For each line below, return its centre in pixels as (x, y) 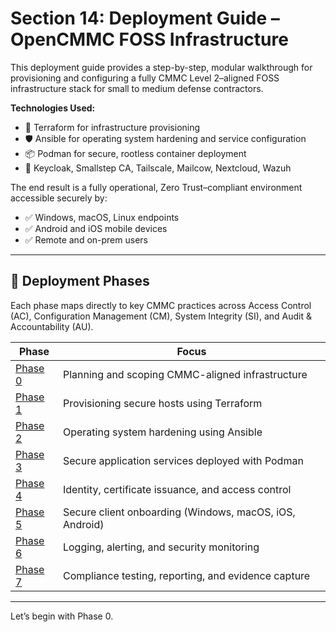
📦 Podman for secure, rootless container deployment (135, 153)
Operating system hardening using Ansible (162, 432)
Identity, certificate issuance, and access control (177, 489)
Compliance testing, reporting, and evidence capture (186, 575)
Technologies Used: (53, 108)
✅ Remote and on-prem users (86, 239)
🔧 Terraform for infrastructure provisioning (112, 127)
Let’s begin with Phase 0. (62, 616)
